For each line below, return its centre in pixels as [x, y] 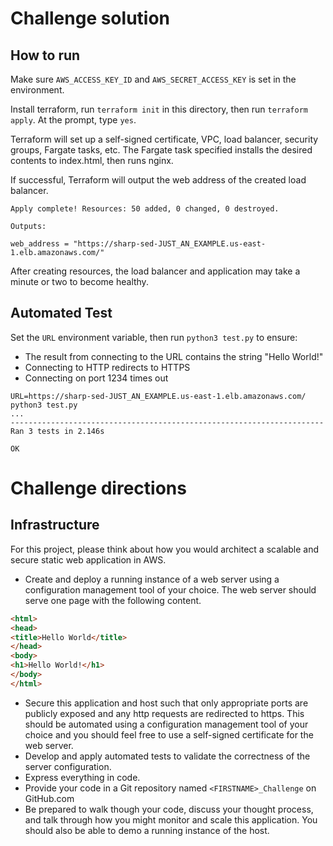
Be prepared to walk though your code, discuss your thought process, [169, 809]
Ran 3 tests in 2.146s [57, 431]
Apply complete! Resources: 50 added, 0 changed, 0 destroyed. [145, 209]
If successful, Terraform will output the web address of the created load [158, 180]
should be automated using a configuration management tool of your [166, 724]
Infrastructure [55, 525]
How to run [45, 55]
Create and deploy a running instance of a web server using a [152, 579]
